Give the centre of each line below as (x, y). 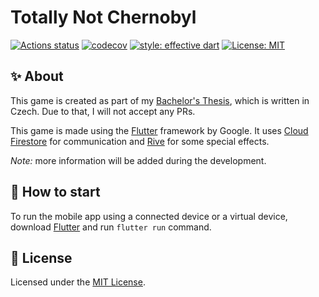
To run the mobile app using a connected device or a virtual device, (149, 216)
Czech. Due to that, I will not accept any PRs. (103, 111)
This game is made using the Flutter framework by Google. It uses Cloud (159, 130)
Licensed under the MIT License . (78, 282)
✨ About (37, 76)
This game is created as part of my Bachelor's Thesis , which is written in (160, 100)
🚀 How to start (55, 192)
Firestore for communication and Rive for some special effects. (140, 141)
